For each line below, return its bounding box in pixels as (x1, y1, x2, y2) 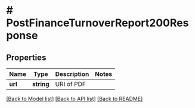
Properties (6, 52, 47, 62)
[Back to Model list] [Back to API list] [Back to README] (6, 96, 143, 102)
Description (55, 70, 89, 78)
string (32, 80, 49, 88)
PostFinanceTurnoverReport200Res (6, 16, 189, 30)
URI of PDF (55, 80, 86, 88)
